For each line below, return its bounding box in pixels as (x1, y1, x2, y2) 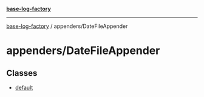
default (15, 84, 33, 91)
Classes (6, 68, 38, 78)
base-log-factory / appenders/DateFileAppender (6, 22, 128, 30)
